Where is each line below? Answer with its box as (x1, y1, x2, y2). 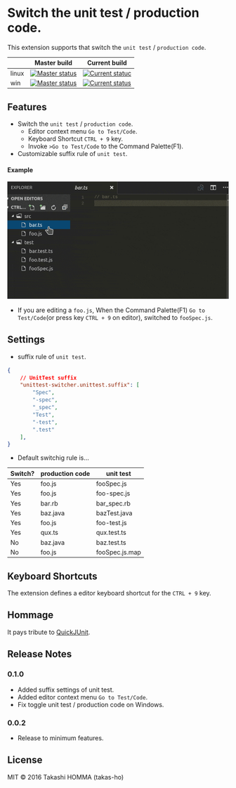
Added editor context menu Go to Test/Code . (17, 692, 148, 701)
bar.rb (40, 499, 58, 508)
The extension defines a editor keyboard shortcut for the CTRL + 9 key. (7, 589, 212, 598)
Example (7, 165, 34, 174)
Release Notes (7, 648, 72, 660)
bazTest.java (96, 508, 133, 517)
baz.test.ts (96, 538, 126, 546)
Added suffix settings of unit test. (17, 685, 114, 694)
